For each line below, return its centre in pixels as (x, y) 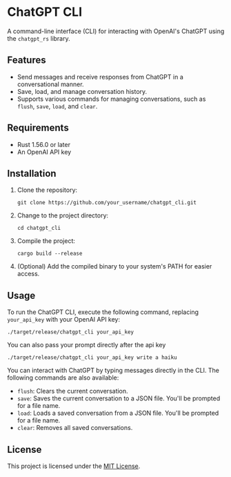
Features (27, 60)
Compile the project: (46, 241)
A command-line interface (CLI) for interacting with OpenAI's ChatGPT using (116, 31)
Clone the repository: (47, 190)
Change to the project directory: (63, 215)
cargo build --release (50, 254)
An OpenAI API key (44, 152)
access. (28, 274)
